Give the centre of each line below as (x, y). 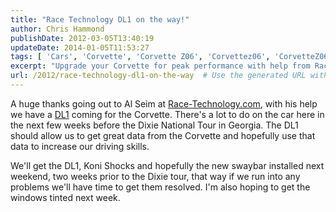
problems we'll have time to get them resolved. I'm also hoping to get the (160, 187)
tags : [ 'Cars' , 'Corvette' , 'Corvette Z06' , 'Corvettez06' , (140, 57)
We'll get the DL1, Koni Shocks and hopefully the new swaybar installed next (167, 165)
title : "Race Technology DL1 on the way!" (100, 19)
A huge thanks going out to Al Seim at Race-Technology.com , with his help (164, 103)
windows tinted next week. (65, 197)
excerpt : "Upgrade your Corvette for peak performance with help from (160, 66)
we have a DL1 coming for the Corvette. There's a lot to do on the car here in (167, 114)
